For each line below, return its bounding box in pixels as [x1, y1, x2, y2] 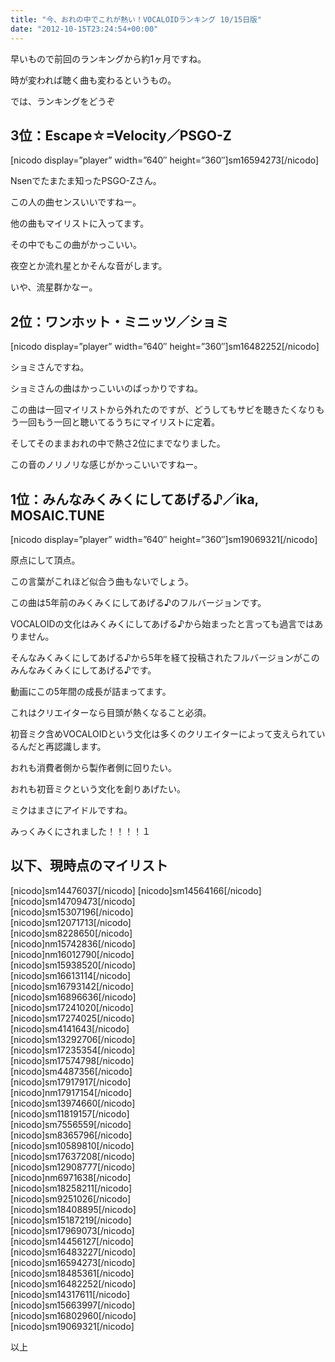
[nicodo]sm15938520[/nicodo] [10, 959, 136, 971]
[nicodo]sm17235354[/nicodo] [10, 1044, 136, 1056]
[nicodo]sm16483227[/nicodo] [10, 1246, 137, 1258]
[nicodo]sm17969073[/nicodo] [10, 1224, 135, 1236]
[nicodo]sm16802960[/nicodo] [10, 1309, 137, 1321]
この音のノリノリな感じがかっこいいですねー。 [10, 459, 203, 471]
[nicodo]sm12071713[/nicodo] [10, 916, 132, 928]
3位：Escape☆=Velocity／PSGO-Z [10, 127, 232, 144]
